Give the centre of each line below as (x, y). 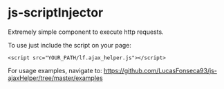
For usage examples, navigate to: (55, 70)
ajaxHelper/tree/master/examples (55, 78)
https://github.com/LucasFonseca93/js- (160, 70)
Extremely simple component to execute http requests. (86, 32)
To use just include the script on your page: (70, 45)
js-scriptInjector (56, 13)
